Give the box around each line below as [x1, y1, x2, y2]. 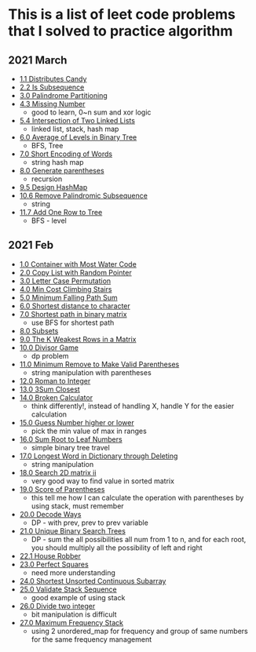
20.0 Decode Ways [19, 509, 82, 519]
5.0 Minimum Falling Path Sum [19, 293, 118, 302]
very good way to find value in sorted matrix [31, 476, 175, 486]
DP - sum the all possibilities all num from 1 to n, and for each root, [31, 534, 247, 544]
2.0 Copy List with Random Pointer [19, 268, 132, 277]
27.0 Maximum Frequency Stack [19, 617, 124, 627]
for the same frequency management [31, 634, 152, 644]
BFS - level [31, 216, 67, 225]
